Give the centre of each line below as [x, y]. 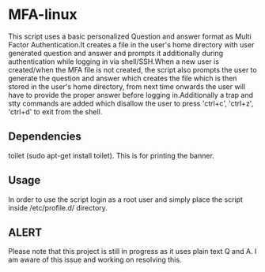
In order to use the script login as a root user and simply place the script [126, 199]
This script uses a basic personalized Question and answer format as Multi [130, 36]
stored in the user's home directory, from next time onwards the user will [127, 86]
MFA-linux [43, 15]
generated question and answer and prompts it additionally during [116, 53]
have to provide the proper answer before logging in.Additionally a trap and [131, 95]
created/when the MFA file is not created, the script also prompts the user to [132, 69]
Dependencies [45, 137]
